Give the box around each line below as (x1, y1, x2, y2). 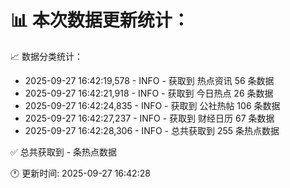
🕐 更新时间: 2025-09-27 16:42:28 (10, 167, 151, 179)
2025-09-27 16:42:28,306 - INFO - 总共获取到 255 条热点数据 (24, 124, 280, 136)
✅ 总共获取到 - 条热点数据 (10, 146, 118, 158)
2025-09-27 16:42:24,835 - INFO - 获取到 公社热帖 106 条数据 (24, 99, 281, 111)
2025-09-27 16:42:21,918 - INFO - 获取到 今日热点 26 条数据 (24, 87, 274, 99)
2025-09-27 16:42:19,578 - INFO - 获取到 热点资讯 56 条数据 (24, 74, 275, 86)
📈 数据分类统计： (10, 50, 83, 62)
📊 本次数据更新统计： (10, 9, 190, 32)
